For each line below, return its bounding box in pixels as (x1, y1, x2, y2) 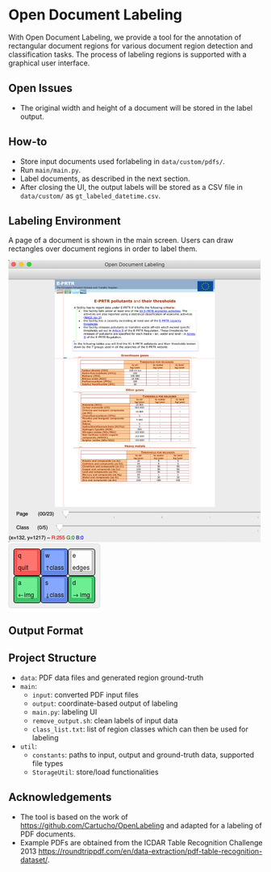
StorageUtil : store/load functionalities (31, 767, 159, 777)
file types (31, 758, 64, 768)
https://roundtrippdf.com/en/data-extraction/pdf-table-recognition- (38, 846, 263, 856)
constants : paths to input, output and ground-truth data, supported (31, 749, 255, 760)
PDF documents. (19, 829, 76, 839)
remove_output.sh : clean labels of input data (31, 715, 179, 725)
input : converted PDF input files (31, 690, 139, 699)
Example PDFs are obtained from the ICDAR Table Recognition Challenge (19, 837, 263, 847)
